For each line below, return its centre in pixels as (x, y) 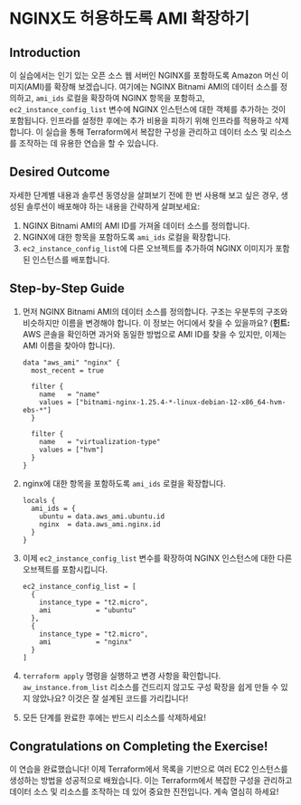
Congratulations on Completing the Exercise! (139, 747)
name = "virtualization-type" (100, 441)
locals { (39, 500)
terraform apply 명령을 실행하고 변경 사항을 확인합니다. (122, 676)
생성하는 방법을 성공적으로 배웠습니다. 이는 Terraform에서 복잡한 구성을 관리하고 (151, 781)
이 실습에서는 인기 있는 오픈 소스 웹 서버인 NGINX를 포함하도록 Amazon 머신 (145, 75)
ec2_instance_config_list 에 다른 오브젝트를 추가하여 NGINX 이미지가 (148, 248)
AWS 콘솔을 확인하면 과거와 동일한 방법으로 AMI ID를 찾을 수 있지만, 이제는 (155, 334)
